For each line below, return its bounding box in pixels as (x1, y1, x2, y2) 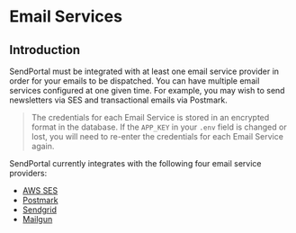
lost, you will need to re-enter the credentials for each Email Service (31, 131, 283, 141)
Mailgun (22, 214, 53, 224)
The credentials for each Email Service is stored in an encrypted (31, 112, 270, 122)
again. (31, 141, 55, 151)
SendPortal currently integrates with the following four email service (9, 158, 263, 168)
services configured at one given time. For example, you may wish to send (9, 85, 285, 95)
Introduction (9, 42, 81, 58)
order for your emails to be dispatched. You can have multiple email (9, 76, 260, 86)
